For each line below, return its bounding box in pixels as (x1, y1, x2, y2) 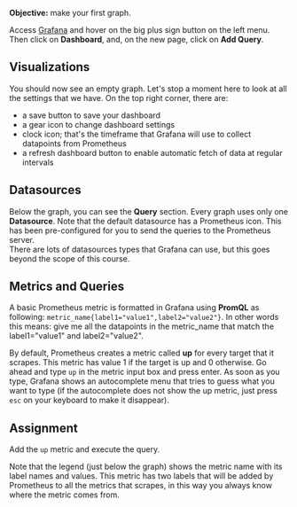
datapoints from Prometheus (21, 137, 127, 149)
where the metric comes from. (9, 489, 120, 500)
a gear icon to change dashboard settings (21, 119, 176, 129)
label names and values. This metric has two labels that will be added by (9, 471, 274, 481)
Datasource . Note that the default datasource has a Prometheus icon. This (9, 215, 282, 226)
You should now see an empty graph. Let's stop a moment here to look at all (9, 83, 287, 94)
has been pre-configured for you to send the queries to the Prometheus (9, 225, 271, 236)
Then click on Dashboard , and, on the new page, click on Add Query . (9, 35, 264, 44)
